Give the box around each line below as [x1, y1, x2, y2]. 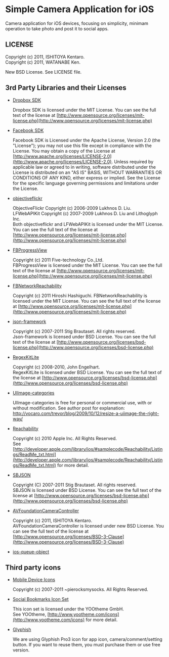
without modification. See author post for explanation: [12, 405, 125, 411]
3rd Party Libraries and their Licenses [5, 83, 126, 92]
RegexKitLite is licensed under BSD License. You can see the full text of [12, 369, 162, 375]
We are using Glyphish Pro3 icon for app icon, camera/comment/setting [12, 636, 163, 642]
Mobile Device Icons [12, 577, 56, 583]
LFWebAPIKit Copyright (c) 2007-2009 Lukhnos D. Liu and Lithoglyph [12, 210, 158, 216]
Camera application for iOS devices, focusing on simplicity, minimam [5, 20, 148, 26]
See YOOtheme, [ [12, 612, 50, 618]
